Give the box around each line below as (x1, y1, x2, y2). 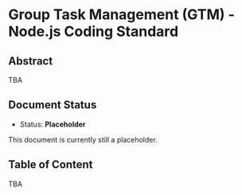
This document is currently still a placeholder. (8, 135, 158, 144)
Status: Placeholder (19, 119, 86, 129)
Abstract (8, 54, 53, 68)
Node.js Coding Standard (8, 22, 179, 41)
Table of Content (8, 158, 93, 172)
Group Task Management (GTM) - (8, 6, 235, 24)
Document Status (8, 98, 97, 112)
